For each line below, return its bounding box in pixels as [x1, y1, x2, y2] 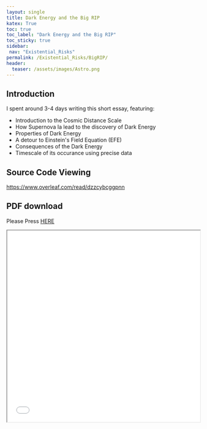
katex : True [6, 20, 37, 26]
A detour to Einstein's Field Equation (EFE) [15, 136, 122, 144]
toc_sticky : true [6, 37, 51, 44]
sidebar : [6, 44, 29, 50]
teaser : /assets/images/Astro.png [12, 66, 100, 72]
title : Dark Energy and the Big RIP [6, 15, 100, 21]
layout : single [6, 9, 45, 15]
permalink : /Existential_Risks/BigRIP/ [6, 55, 108, 61]
